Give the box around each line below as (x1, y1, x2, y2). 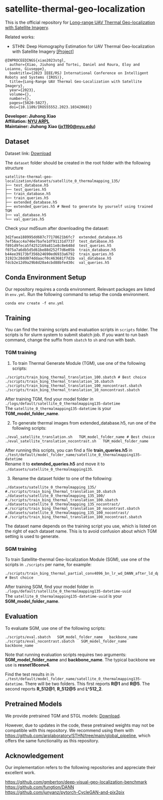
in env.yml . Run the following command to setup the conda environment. (5, 291, 149, 297)
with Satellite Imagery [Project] (12, 49, 74, 54)
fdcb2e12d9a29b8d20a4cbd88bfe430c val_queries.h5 (5, 260, 110, 265)
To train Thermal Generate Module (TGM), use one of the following (12, 360, 146, 366)
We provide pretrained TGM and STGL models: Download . (5, 713, 121, 718)
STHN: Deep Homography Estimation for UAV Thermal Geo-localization (12, 43, 155, 49)
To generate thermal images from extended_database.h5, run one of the (12, 420, 156, 425)
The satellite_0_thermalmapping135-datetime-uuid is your (5, 593, 122, 599)
